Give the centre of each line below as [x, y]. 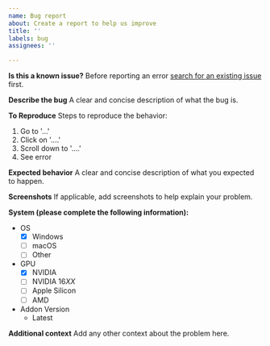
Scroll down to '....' [51, 148]
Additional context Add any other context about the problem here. [119, 333]
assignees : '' [32, 46]
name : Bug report [37, 16]
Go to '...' [35, 131]
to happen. [26, 181]
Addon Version [45, 309]
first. [16, 85]
